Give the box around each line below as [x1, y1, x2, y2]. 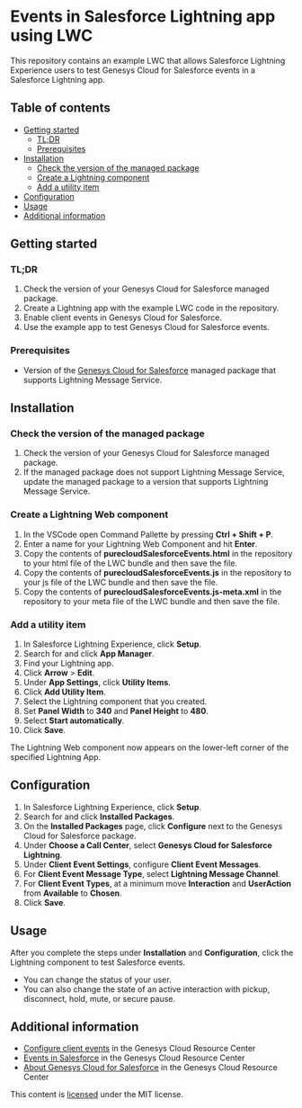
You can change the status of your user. [22, 974, 172, 985]
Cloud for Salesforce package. [22, 830, 137, 841]
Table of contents [10, 101, 111, 116]
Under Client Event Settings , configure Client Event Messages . [22, 859, 262, 870]
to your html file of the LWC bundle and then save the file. [22, 558, 237, 568]
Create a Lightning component [36, 172, 150, 183]
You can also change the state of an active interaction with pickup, [22, 983, 271, 995]
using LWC [10, 25, 93, 46]
